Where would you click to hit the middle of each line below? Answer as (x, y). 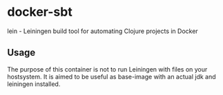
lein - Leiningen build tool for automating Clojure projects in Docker (103, 31)
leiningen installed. (34, 84)
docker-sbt (40, 12)
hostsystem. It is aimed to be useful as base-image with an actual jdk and (111, 76)
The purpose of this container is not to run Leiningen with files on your (107, 69)
